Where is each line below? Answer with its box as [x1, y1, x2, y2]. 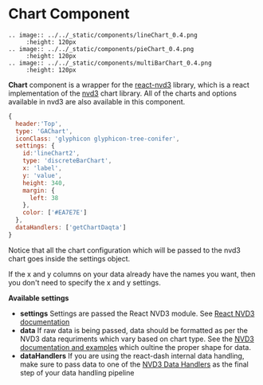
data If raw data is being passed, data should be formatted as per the [19, 325, 249, 335]
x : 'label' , [22, 164, 62, 172]
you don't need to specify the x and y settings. [8, 277, 161, 287]
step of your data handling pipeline [19, 367, 135, 377]
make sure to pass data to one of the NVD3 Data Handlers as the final [19, 359, 249, 369]
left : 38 [29, 194, 59, 202]
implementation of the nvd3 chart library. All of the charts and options [8, 88, 237, 98]
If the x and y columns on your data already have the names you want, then [8, 269, 256, 279]
